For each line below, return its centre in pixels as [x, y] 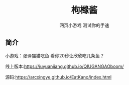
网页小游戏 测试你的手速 [84, 25]
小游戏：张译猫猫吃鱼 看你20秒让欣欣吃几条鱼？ [55, 55]
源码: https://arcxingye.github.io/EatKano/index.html [58, 77]
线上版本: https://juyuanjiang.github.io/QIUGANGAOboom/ [64, 66]
